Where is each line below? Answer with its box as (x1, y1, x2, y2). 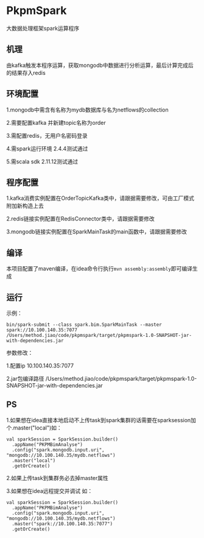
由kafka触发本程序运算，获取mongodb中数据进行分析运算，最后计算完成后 (6, 62, 194, 69)
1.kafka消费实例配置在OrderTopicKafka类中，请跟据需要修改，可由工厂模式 (6, 194, 195, 202)
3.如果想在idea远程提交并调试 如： (6, 487, 93, 494)
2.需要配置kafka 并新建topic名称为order (6, 119, 107, 126)
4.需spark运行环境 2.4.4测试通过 (6, 144, 88, 152)
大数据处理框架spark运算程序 (6, 24, 80, 32)
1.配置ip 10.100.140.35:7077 (6, 362, 74, 369)
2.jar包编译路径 (6, 375, 44, 382)
